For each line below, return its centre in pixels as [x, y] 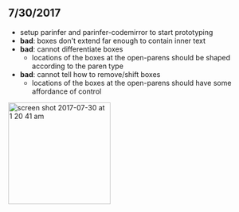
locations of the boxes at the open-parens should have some [131, 83]
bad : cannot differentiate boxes [71, 49]
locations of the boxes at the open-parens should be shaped [131, 57]
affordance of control [67, 91]
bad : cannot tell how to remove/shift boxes [90, 74]
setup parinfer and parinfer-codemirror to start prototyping [116, 32]
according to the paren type [77, 66]
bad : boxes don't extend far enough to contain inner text [112, 40]
